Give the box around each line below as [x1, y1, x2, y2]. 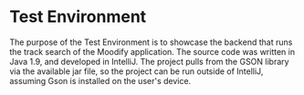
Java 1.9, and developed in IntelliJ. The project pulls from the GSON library [9, 56, 289, 67]
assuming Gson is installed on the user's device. [9, 75, 192, 86]
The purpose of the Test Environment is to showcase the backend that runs [9, 37, 293, 47]
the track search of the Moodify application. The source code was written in [9, 46, 295, 57]
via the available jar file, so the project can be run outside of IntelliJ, [9, 66, 264, 77]
